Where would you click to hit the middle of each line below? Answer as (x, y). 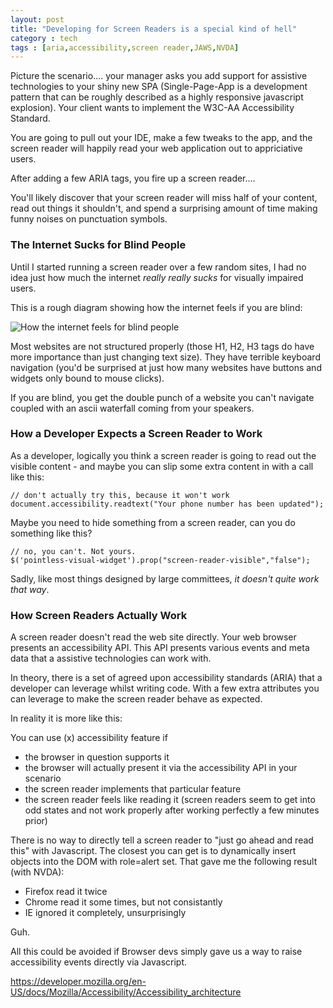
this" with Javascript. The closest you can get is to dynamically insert (153, 851)
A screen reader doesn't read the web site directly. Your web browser (153, 637)
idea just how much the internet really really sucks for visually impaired (157, 277)
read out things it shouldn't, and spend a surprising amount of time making (164, 208)
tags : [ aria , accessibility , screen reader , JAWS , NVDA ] (125, 47)
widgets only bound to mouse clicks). (87, 378)
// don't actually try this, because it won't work (120, 495)
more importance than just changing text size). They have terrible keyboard (165, 357)
